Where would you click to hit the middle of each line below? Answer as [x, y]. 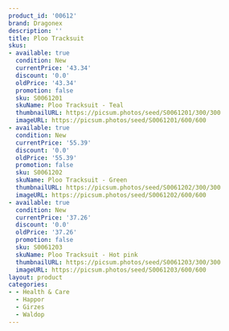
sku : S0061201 [39, 98]
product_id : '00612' [43, 16]
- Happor [30, 300]
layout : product [35, 277]
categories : [28, 285]
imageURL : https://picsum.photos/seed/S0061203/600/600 [111, 270]
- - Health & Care [39, 292]
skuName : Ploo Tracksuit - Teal [70, 105]
